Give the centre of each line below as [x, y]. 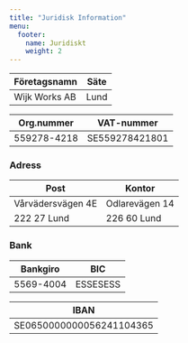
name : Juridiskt [56, 43]
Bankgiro [40, 269]
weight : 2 [44, 51]
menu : [19, 26]
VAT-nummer [128, 123]
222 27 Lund [42, 218]
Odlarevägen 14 [140, 204]
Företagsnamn [46, 82]
